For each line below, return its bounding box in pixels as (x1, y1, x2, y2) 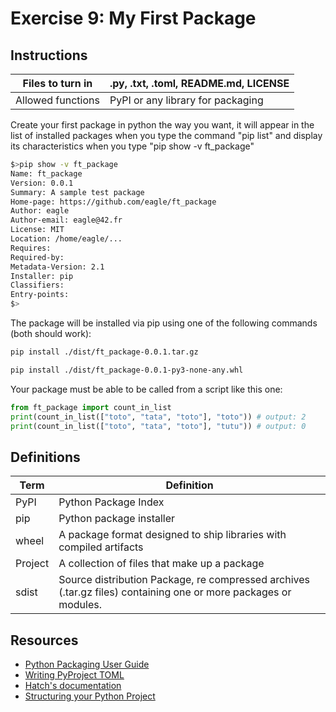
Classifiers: (10, 280, 65, 291)
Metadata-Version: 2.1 (10, 262, 105, 272)
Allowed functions (15, 93, 100, 107)
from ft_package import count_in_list (10, 402, 172, 412)
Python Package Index (58, 495, 165, 509)
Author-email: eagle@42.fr (10, 215, 123, 226)
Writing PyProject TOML (24, 669, 125, 681)
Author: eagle (10, 206, 70, 216)
